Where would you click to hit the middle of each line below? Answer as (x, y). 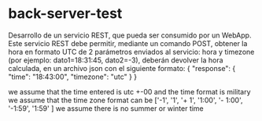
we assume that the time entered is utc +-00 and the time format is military (129, 91)
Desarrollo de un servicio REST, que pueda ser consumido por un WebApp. (130, 35)
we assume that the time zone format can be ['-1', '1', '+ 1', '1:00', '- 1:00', (125, 100)
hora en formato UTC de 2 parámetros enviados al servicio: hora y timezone (131, 52)
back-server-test (65, 14)
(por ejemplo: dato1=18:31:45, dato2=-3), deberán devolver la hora (116, 60)
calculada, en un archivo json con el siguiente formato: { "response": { (122, 68)
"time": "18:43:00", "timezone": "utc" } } (73, 77)
